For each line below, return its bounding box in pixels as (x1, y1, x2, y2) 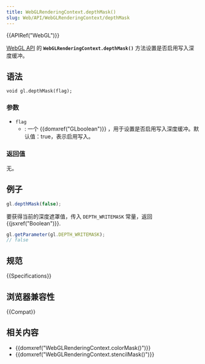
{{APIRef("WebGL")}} (6, 31, 60, 39)
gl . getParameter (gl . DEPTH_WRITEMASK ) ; (6, 231, 105, 238)
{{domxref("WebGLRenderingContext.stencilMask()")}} (15, 351, 155, 358)
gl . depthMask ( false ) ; (6, 200, 62, 207)
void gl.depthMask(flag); (6, 88, 72, 94)
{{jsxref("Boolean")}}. (6, 219, 61, 227)
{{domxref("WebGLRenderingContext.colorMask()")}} (15, 344, 151, 351)
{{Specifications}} (6, 272, 52, 279)
